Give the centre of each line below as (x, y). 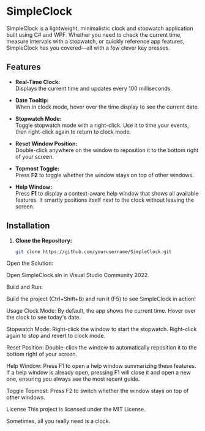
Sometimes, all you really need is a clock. (58, 421)
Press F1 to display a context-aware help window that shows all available (107, 193)
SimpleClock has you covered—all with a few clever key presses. (88, 48)
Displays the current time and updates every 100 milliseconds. (94, 88)
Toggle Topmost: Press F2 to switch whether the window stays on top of (98, 391)
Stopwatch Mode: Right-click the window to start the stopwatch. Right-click (102, 329)
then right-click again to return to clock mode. (73, 132)
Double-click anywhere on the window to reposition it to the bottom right (107, 150)
